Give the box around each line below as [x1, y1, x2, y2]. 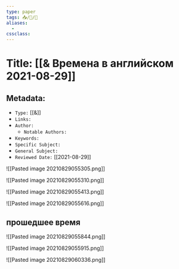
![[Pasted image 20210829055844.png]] [6, 233, 106, 240]
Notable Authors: [23, 129, 67, 135]
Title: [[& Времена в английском [6, 57, 174, 71]
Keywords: [14, 136, 40, 142]
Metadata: [6, 93, 46, 103]
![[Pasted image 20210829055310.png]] [6, 177, 104, 184]
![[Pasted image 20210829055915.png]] [6, 244, 104, 252]
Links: [14, 117, 32, 123]
